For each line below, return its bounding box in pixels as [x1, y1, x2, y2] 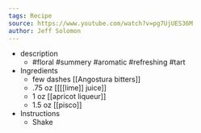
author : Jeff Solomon [8, 27, 82, 35]
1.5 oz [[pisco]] [31, 100, 82, 110]
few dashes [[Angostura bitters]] [31, 74, 141, 85]
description [19, 49, 58, 59]
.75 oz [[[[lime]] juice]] [31, 83, 107, 93]
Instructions [19, 109, 61, 118]
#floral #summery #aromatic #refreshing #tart [31, 57, 186, 67]
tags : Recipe [8, 11, 52, 20]
